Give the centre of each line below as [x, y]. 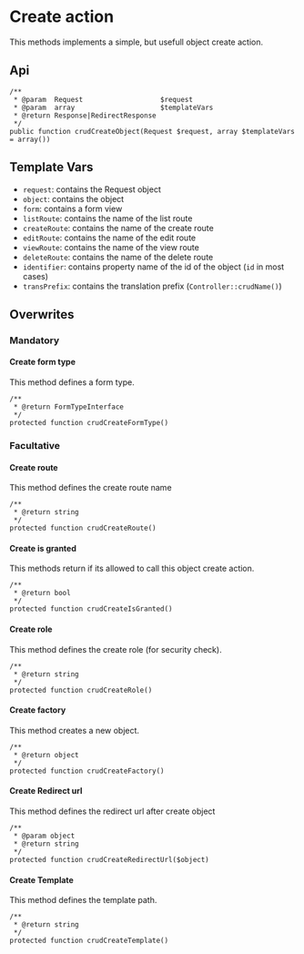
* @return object [46, 755]
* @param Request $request [103, 99]
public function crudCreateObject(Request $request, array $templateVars [152, 131]
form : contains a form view [72, 208]
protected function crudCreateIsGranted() [91, 609]
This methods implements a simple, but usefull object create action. [137, 42]
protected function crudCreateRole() [81, 690]
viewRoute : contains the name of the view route [111, 247]
